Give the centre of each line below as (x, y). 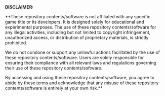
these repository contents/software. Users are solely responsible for (75, 58)
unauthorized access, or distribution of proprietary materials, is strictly (77, 37)
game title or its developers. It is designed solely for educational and (75, 22)
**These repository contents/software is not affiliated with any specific (78, 16)
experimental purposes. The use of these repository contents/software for (81, 27)
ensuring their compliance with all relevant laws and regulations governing (81, 63)
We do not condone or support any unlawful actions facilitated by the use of (82, 52)
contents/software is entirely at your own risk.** (54, 88)
